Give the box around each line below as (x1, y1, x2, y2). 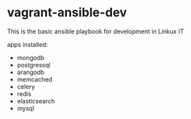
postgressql (16, 61, 51, 69)
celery (16, 82, 35, 90)
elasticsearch (16, 97, 55, 105)
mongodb (16, 53, 44, 62)
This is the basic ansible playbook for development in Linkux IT (7, 27, 184, 35)
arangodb (16, 68, 45, 76)
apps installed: (7, 40, 48, 48)
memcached (16, 75, 53, 83)
